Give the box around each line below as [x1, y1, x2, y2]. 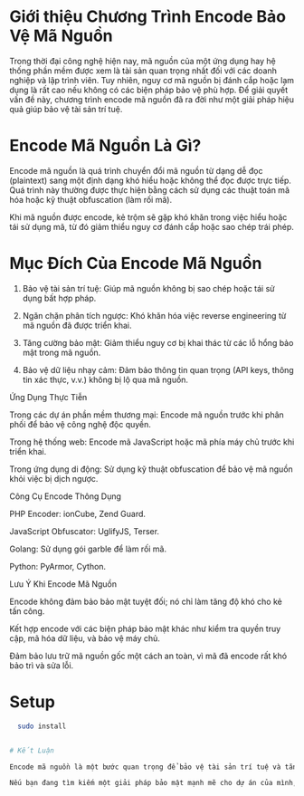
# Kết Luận [9, 745, 54, 755]
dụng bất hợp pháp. [22, 293, 97, 303]
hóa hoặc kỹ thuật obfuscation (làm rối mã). [9, 194, 173, 205]
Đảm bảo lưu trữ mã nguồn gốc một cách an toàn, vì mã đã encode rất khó [9, 650, 288, 661]
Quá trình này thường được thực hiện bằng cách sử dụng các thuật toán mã [9, 184, 290, 196]
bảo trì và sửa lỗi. [9, 659, 74, 671]
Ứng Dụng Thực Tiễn [9, 391, 88, 402]
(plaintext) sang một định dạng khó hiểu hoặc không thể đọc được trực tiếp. [9, 175, 292, 186]
